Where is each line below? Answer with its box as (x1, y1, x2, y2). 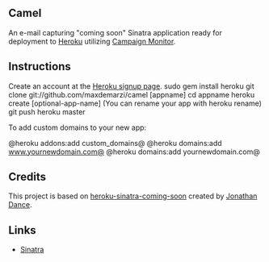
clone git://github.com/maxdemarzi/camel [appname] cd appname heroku (8, 89, 255, 99)
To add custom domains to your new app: (8, 123, 147, 132)
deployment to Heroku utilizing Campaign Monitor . (8, 36, 176, 46)
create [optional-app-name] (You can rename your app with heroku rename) (8, 98, 263, 108)
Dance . (8, 200, 32, 210)
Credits (8, 170, 47, 184)
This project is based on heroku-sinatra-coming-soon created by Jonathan (8, 191, 258, 201)
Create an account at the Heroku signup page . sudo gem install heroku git (8, 81, 254, 91)
